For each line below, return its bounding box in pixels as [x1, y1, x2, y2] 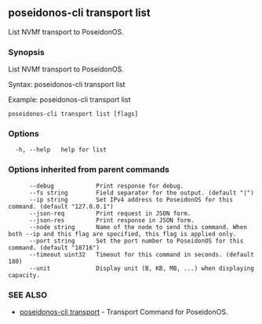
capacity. [8, 271, 41, 279]
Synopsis [8, 46, 45, 57]
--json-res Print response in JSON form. [28, 216, 195, 224]
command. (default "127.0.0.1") [8, 202, 114, 210]
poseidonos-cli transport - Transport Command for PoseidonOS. [19, 308, 228, 316]
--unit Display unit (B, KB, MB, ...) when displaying [28, 264, 255, 272]
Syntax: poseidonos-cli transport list [8, 80, 126, 89]
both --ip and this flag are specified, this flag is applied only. [8, 230, 237, 238]
